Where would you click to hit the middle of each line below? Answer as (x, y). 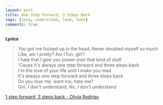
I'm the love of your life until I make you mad (64, 71)
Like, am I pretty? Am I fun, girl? (51, 54)
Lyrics (12, 39)
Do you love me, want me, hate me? (55, 81)
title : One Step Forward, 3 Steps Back (48, 15)
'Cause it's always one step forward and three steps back (78, 65)
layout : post (19, 10)
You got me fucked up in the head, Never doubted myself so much (88, 49)
